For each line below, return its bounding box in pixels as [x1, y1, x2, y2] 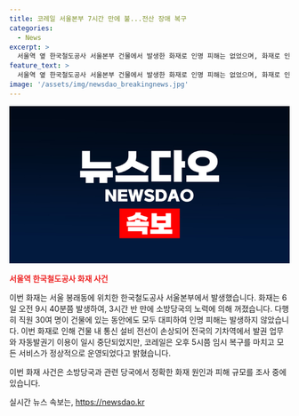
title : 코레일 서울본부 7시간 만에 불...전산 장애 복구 [9, 14, 187, 23]
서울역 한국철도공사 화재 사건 [9, 274, 109, 284]
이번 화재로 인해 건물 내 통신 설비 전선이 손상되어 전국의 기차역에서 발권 [20, 325, 268, 337]
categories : [9, 23, 53, 33]
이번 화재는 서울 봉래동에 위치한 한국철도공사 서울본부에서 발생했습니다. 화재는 [9, 292, 280, 303]
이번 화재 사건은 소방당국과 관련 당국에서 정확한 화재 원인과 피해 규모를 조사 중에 [9, 367, 287, 378]
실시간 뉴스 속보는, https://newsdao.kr [9, 396, 145, 408]
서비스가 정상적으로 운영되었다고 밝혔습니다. [18, 348, 172, 359]
